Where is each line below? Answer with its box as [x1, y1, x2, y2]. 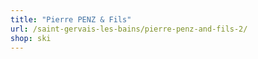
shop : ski [10, 33, 52, 43]
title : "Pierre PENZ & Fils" [10, 14, 132, 25]
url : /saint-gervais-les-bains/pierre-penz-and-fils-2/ [10, 24, 248, 34]
